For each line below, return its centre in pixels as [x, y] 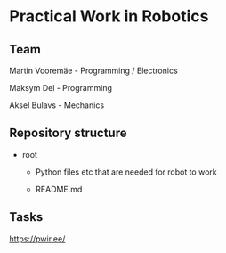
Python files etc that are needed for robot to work [126, 172]
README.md [59, 189]
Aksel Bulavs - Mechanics [57, 105]
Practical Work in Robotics [109, 16]
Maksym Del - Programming [61, 88]
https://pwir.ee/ [37, 239]
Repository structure [68, 133]
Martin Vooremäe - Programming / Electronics [93, 70]
